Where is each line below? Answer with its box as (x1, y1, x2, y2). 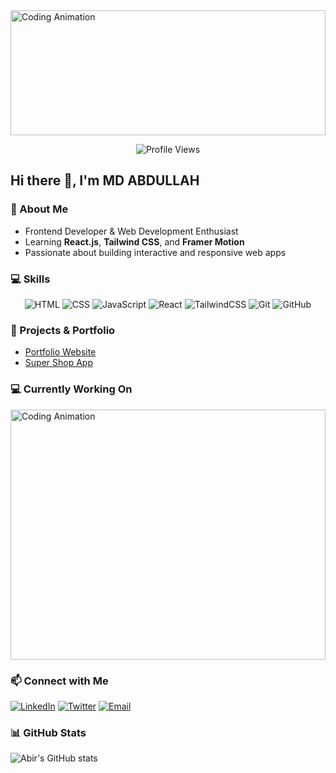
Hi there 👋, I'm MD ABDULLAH (10, 172, 200, 189)
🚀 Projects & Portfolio (10, 323, 116, 337)
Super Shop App (24, 357, 93, 369)
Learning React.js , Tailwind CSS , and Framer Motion (24, 235, 245, 248)
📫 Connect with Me (10, 674, 109, 688)
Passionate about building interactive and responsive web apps (24, 246, 287, 258)
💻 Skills (10, 272, 51, 286)
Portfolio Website (24, 346, 97, 358)
